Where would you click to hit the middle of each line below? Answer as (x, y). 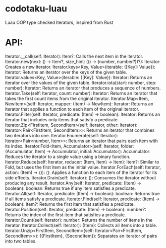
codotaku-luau (36, 9)
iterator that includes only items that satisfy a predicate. (62, 119)
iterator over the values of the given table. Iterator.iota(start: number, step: (81, 83)
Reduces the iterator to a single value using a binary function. (68, 157)
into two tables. (21, 241)
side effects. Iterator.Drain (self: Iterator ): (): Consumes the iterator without (81, 177)
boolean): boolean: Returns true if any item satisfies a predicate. (71, 188)
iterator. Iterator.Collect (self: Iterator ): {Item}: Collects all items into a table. (81, 225)
